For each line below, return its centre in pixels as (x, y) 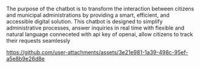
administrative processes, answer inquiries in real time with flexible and (95, 28)
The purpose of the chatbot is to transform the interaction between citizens (100, 9)
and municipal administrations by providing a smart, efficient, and (88, 15)
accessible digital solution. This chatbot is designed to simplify (85, 21)
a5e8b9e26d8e (26, 59)
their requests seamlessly (38, 41)
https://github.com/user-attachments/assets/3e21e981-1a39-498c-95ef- (97, 52)
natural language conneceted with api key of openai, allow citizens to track (100, 34)
